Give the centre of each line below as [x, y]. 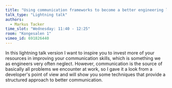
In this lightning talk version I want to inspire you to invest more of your [80, 53]
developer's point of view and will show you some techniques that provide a [85, 74]
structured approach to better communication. [54, 80]
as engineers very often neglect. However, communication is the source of [84, 64]
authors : [15, 19]
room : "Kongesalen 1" [28, 34]
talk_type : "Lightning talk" [36, 15]
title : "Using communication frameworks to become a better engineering [84, 10]
